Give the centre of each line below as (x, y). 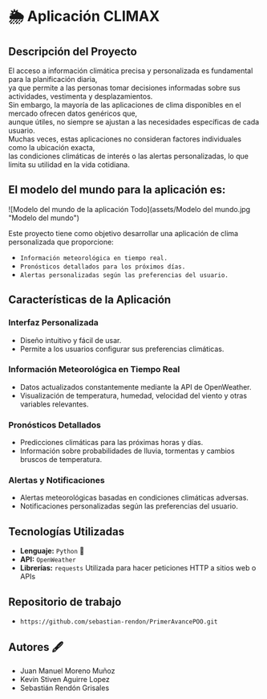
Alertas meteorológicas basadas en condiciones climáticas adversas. (134, 498)
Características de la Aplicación (90, 300)
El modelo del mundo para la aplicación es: (117, 190)
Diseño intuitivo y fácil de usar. (71, 340)
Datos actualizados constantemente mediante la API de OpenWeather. (136, 386)
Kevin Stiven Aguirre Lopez (65, 679)
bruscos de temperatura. (61, 460)
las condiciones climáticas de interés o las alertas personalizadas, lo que (128, 156)
